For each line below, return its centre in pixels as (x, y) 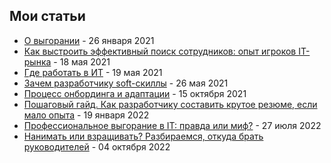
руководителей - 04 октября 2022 (97, 146)
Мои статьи (47, 16)
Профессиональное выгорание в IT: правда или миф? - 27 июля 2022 (172, 125)
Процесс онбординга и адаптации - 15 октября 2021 (135, 93)
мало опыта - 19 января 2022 (86, 115)
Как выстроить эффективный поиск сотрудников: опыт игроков (160, 51)
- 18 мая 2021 (82, 61)
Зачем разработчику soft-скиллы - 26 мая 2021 (126, 83)
